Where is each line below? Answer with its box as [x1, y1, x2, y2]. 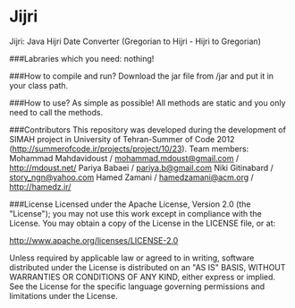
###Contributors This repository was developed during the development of [9, 124, 286, 135]
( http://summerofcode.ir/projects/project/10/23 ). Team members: [9, 143, 249, 154]
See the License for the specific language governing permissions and [9, 280, 265, 292]
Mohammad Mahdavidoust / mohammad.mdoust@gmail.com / [9, 152, 240, 163]
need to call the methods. [9, 107, 104, 117]
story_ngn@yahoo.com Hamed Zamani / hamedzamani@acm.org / [9, 172, 255, 183]
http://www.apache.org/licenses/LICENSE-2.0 [9, 235, 179, 245]
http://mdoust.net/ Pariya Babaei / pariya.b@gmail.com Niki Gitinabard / [9, 162, 274, 173]
